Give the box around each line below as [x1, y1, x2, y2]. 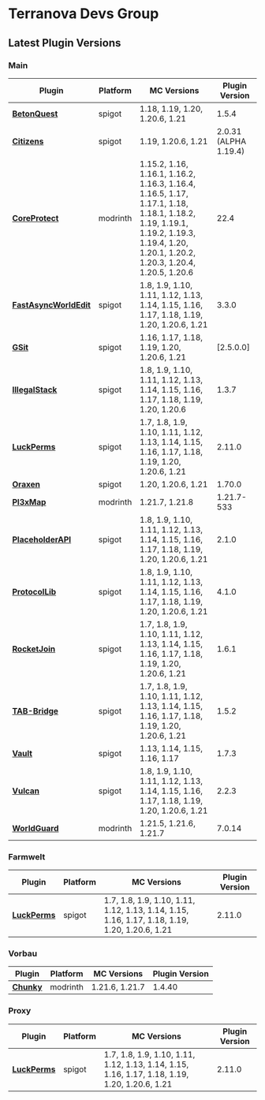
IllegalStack [12, 384, 58, 395]
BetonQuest [12, 108, 58, 119]
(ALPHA [216, 136, 247, 147]
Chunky [12, 982, 43, 993]
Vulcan [12, 785, 40, 796]
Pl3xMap [12, 496, 47, 507]
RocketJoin [12, 643, 56, 654]
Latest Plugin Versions [8, 36, 121, 50]
